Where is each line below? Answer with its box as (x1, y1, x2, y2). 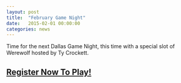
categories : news (6, 26, 51, 32)
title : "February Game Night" (6, 15, 86, 21)
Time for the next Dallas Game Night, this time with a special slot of (6, 43, 175, 50)
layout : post (6, 9, 40, 15)
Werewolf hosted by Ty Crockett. (6, 49, 89, 57)
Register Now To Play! (6, 67, 91, 77)
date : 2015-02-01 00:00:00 (6, 20, 80, 26)
